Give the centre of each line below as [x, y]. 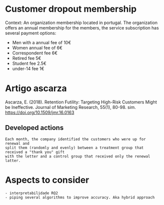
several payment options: [31, 33]
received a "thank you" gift [35, 152]
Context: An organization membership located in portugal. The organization [82, 23]
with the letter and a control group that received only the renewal [78, 156]
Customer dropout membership [71, 9]
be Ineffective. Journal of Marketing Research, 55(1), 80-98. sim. [70, 107]
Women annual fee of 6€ [37, 48]
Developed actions [34, 128]
